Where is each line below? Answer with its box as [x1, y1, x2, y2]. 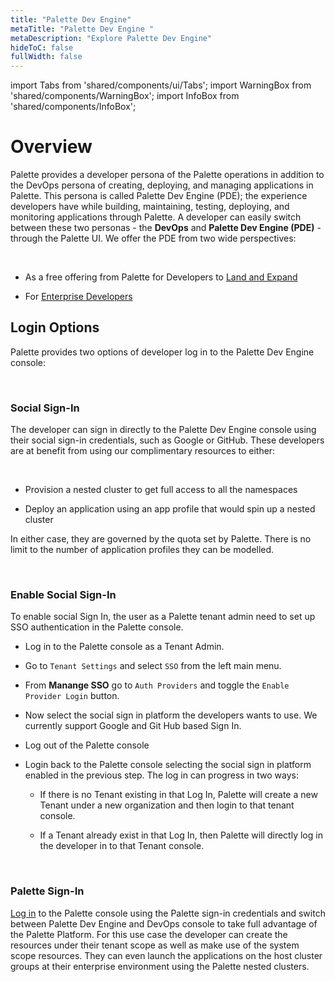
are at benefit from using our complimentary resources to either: [10, 445, 276, 457]
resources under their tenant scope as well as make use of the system [10, 939, 300, 951]
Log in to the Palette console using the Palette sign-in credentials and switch [10, 907, 326, 919]
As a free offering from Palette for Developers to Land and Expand [24, 271, 298, 283]
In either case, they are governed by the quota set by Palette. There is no [10, 533, 312, 545]
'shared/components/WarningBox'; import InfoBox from [10, 90, 240, 102]
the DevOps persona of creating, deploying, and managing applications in [10, 179, 314, 191]
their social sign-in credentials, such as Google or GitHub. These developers [10, 434, 325, 446]
